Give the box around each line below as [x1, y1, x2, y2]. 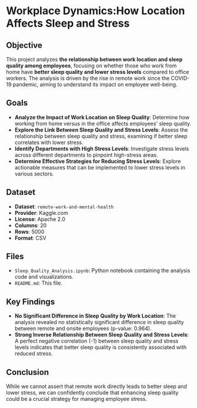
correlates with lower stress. [14, 139, 84, 146]
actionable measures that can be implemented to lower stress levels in [14, 164, 185, 171]
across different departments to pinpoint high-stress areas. [14, 151, 158, 158]
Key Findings [6, 296, 55, 306]
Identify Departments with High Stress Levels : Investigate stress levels [14, 145, 189, 152]
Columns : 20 [14, 221, 47, 229]
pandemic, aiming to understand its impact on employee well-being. [12, 81, 178, 88]
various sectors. [14, 170, 54, 177]
